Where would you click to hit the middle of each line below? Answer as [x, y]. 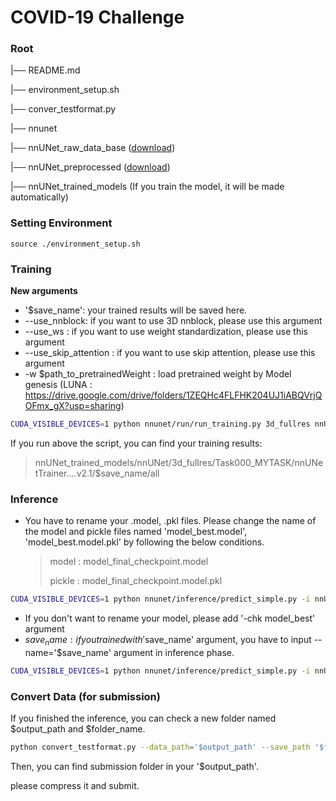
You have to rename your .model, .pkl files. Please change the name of [170, 521]
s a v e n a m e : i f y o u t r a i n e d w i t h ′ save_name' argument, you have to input [168, 641]
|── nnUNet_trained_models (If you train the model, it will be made [147, 187]
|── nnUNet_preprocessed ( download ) [90, 167]
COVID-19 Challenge [97, 17]
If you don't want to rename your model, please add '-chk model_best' [170, 618]
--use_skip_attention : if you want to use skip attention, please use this [170, 353]
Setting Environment [61, 223]
